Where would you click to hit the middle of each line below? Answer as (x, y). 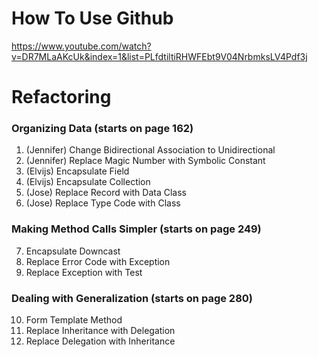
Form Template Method (74, 320)
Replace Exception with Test (84, 272)
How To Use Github (92, 18)
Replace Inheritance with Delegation (100, 331)
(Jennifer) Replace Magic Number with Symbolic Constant (145, 161)
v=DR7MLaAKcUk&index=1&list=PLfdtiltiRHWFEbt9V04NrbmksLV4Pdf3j (159, 56)
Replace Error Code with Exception (98, 261)
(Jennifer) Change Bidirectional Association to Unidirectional (150, 150)
